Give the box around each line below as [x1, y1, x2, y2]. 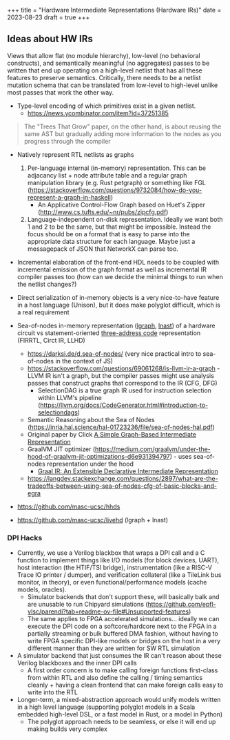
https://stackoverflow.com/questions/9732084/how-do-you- [30, 186, 202, 194]
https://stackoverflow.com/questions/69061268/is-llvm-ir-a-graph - [27, 364, 220, 372]
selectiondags [37, 408, 78, 417]
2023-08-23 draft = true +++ [7, 13, 90, 21]
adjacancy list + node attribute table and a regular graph [27, 171, 187, 179]
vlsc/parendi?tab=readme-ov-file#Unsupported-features [27, 607, 189, 616]
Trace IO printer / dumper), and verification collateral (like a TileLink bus [17, 571, 222, 579]
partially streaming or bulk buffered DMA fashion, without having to [27, 629, 218, 638]
